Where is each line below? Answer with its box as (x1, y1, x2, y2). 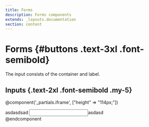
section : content (5, 21, 42, 27)
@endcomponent (5, 116, 42, 122)
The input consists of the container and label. (5, 71, 100, 77)
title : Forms (5, 7, 33, 13)
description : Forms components (5, 12, 72, 17)
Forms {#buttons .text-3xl (5, 44, 118, 55)
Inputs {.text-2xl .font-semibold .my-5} (5, 86, 132, 94)
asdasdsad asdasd (5, 110, 104, 115)
